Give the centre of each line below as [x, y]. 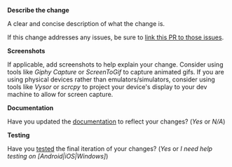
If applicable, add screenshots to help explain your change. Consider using [115, 65]
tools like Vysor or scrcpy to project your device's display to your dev [107, 87]
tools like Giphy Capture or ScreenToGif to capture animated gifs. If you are [116, 72]
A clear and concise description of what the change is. [86, 24]
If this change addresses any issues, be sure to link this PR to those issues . [116, 37]
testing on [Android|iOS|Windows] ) [58, 156]
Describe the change [39, 10]
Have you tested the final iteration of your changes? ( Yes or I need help [110, 149]
